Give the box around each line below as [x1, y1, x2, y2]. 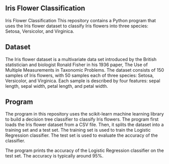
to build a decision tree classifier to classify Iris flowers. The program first [5, 116, 159, 123]
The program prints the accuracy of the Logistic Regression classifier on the [5, 147, 164, 153]
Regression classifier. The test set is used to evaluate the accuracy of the [5, 132, 158, 138]
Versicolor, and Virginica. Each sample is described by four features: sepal [5, 78, 160, 84]
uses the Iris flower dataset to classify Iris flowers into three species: [5, 23, 148, 29]
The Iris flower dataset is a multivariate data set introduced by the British [5, 56, 157, 62]
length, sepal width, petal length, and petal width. [5, 83, 108, 89]
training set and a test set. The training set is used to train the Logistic [5, 127, 151, 133]
